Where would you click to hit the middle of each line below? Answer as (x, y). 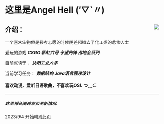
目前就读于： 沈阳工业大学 (31, 63)
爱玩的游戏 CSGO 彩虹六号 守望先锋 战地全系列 (52, 52)
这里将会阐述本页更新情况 (31, 103)
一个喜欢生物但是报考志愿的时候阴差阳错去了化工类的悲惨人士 (67, 42)
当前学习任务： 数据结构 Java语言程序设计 (48, 73)
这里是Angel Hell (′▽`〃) (55, 10)
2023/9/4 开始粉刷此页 (28, 117)
